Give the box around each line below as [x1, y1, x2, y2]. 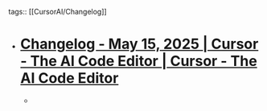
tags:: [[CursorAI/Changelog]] [8, 7, 107, 16]
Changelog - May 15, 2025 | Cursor [19, 35, 259, 53]
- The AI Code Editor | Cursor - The [19, 52, 257, 71]
